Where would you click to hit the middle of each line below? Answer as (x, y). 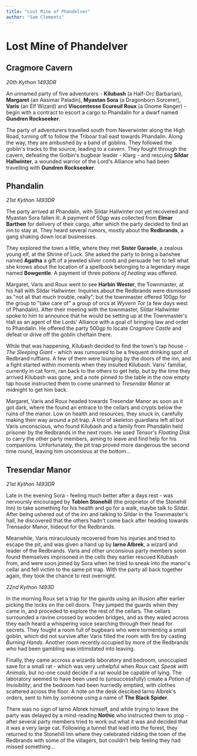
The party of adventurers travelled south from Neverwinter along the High (96, 130)
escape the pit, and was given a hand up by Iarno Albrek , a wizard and (92, 544)
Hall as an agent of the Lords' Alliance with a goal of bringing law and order (98, 322)
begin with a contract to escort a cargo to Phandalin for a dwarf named (92, 112)
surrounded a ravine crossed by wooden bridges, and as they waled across (98, 618)
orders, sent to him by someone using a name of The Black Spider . (87, 698)
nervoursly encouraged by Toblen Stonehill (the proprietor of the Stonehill (96, 502)
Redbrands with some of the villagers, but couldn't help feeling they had (94, 741)
